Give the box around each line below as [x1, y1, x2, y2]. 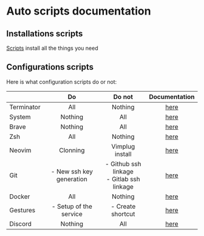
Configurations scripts [6, 62, 94, 72]
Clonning [58, 146, 85, 154]
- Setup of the [51, 202, 93, 211]
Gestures [9, 206, 35, 214]
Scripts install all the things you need [6, 44, 98, 52]
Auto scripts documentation [6, 4, 151, 18]
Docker [9, 192, 30, 201]
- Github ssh [105, 160, 141, 168]
